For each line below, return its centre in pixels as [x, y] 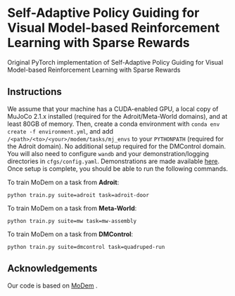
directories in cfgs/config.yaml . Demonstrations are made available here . [114, 161]
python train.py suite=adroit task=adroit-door [78, 195]
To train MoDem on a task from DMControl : [70, 234]
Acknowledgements [52, 269]
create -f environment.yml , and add [61, 131]
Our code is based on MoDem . [52, 285]
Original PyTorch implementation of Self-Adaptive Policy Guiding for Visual [115, 62]
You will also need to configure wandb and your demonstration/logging [108, 153]
